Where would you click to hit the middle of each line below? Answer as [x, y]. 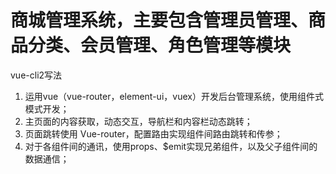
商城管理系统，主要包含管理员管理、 [159, 20]
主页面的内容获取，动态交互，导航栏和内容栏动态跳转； [138, 121]
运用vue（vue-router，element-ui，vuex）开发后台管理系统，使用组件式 [174, 96]
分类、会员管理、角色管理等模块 [160, 45]
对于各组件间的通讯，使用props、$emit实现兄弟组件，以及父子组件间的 [171, 146]
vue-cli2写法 [36, 75]
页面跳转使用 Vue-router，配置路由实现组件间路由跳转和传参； [153, 133]
